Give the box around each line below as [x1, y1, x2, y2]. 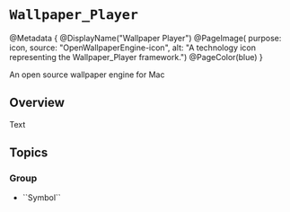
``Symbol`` [22, 192, 61, 203]
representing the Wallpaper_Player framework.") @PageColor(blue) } [9, 51, 263, 62]
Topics [9, 146, 48, 161]
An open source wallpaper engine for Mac [9, 69, 165, 80]
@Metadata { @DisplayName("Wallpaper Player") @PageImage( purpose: [9, 32, 282, 43]
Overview [9, 95, 66, 110]
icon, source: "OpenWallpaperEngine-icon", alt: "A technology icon [9, 42, 257, 53]
